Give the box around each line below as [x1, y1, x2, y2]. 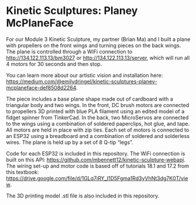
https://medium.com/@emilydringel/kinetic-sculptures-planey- [6, 77, 157, 85]
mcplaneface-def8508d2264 [6, 84, 77, 91]
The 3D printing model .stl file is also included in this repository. [6, 192, 160, 199]
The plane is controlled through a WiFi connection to [6, 48, 133, 55]
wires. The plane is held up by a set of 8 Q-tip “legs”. [6, 139, 133, 146]
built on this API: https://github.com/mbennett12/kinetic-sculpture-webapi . [6, 156, 185, 163]
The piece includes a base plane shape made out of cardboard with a [6, 95, 174, 102]
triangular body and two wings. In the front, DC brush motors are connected [6, 101, 190, 108]
